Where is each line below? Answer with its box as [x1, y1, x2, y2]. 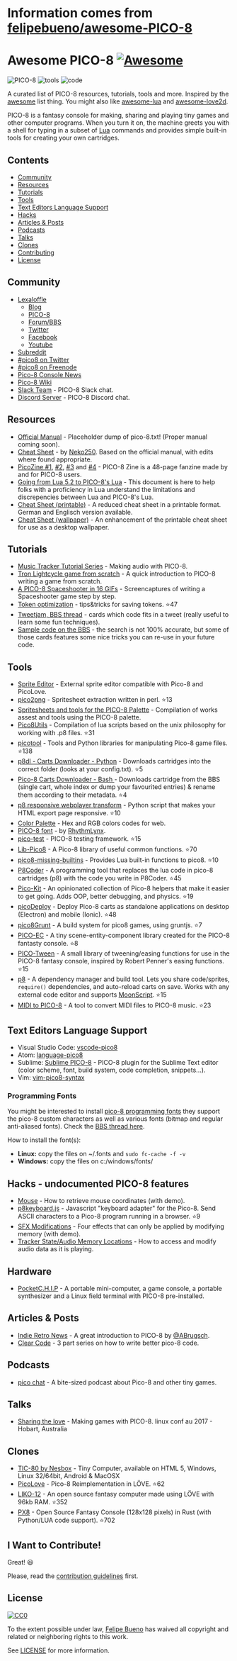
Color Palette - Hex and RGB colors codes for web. [17, 819, 166, 827]
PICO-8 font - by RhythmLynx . [17, 827, 106, 835]
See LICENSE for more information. [7, 1646, 110, 1655]
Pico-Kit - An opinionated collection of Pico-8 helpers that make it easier [17, 884, 230, 893]
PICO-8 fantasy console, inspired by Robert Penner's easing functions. [17, 957, 225, 966]
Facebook [28, 332, 58, 341]
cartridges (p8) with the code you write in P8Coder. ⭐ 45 [17, 874, 182, 883]
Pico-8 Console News [17, 370, 82, 379]
